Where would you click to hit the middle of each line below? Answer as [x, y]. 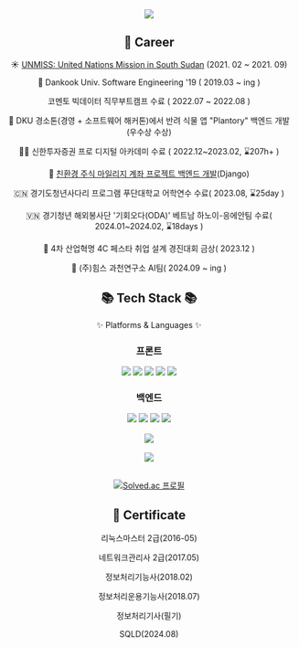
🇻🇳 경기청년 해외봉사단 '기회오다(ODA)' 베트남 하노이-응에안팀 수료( [149, 215]
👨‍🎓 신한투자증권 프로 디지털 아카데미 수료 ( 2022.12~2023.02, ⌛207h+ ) [149, 151]
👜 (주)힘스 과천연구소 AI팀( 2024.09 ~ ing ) [149, 268]
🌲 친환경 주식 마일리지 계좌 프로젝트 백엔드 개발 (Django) [149, 174]
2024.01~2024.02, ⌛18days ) [149, 226]
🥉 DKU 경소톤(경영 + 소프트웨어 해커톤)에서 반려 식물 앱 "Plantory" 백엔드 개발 [149, 120]
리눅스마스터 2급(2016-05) [149, 538]
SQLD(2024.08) [149, 634]
